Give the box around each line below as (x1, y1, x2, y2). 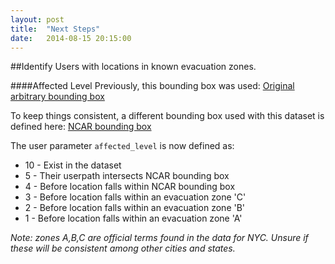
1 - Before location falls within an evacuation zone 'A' (24, 212, 243, 225)
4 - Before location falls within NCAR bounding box (24, 181, 236, 193)
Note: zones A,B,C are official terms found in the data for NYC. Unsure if (10, 232, 309, 244)
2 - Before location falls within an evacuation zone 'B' (24, 202, 246, 214)
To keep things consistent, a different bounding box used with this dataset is (10, 110, 325, 122)
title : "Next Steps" (10, 24, 101, 34)
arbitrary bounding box (10, 91, 105, 103)
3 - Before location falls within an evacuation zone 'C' (24, 191, 247, 203)
